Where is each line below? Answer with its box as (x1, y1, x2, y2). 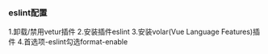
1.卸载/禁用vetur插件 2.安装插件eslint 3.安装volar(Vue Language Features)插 (8, 27, 261, 37)
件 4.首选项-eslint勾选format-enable (8, 37, 128, 47)
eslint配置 (8, 6, 48, 18)
